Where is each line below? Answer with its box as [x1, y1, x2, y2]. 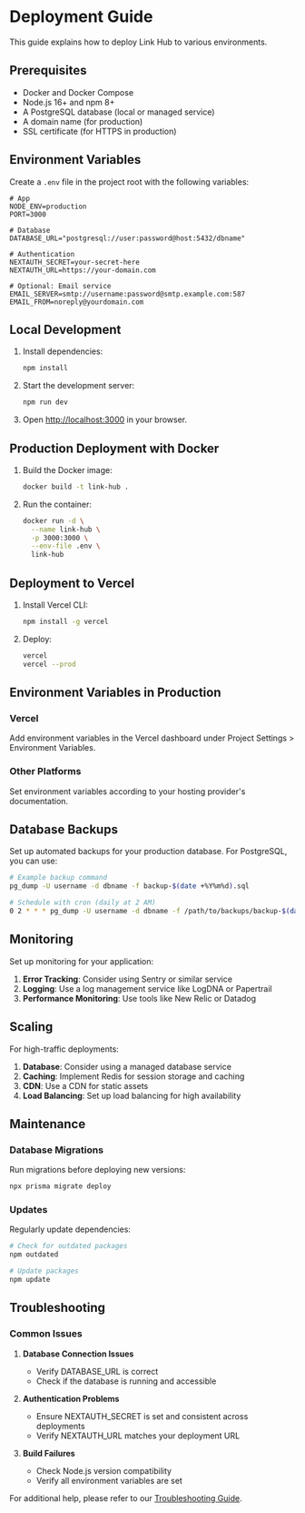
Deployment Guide [9, 6, 153, 27]
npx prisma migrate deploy [9, 1182, 112, 1191]
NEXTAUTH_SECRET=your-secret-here [9, 257, 141, 267]
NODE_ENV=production [9, 202, 88, 211]
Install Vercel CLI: [22, 600, 89, 610]
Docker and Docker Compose [22, 86, 134, 97]
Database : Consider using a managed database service [22, 1061, 231, 1072]
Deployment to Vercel [9, 575, 134, 590]
